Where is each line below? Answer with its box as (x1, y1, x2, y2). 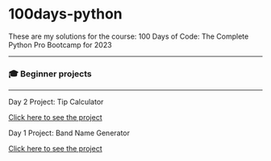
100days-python (8, 5, 123, 23)
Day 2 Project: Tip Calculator (8, 97, 104, 107)
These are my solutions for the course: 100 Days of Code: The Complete (8, 31, 249, 41)
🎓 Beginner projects (8, 68, 92, 79)
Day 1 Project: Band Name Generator (8, 128, 131, 138)
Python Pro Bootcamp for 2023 (8, 39, 112, 49)
